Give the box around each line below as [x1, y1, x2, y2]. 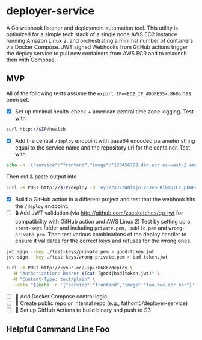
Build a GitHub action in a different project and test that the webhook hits [14, 195, 195, 203]
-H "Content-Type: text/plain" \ [11, 276, 96, 283]
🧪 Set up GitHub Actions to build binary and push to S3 [14, 306, 151, 313]
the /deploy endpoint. [14, 202, 69, 209]
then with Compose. [6, 56, 57, 63]
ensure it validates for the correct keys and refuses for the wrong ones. [14, 237, 192, 244]
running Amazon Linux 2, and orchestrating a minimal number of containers [6, 37, 194, 44]
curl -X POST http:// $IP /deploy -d [6, 184, 96, 190]
